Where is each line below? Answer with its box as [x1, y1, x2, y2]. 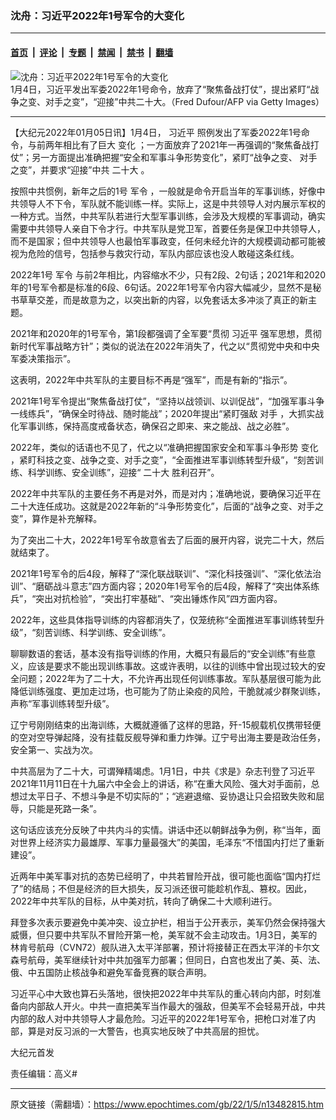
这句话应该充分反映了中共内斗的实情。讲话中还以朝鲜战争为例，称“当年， [10, 823, 313, 836]
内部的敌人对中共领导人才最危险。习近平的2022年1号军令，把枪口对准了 [10, 1012, 308, 1024]
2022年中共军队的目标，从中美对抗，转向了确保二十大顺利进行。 [10, 895, 278, 907]
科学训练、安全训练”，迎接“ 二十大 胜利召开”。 [27, 466, 220, 478]
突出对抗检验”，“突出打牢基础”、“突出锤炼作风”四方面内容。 [35, 592, 283, 604]
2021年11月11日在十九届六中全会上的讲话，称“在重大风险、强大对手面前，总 [10, 777, 320, 789]
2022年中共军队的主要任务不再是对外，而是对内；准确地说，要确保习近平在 [10, 487, 322, 499]
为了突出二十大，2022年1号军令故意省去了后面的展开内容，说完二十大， [10, 533, 308, 546]
